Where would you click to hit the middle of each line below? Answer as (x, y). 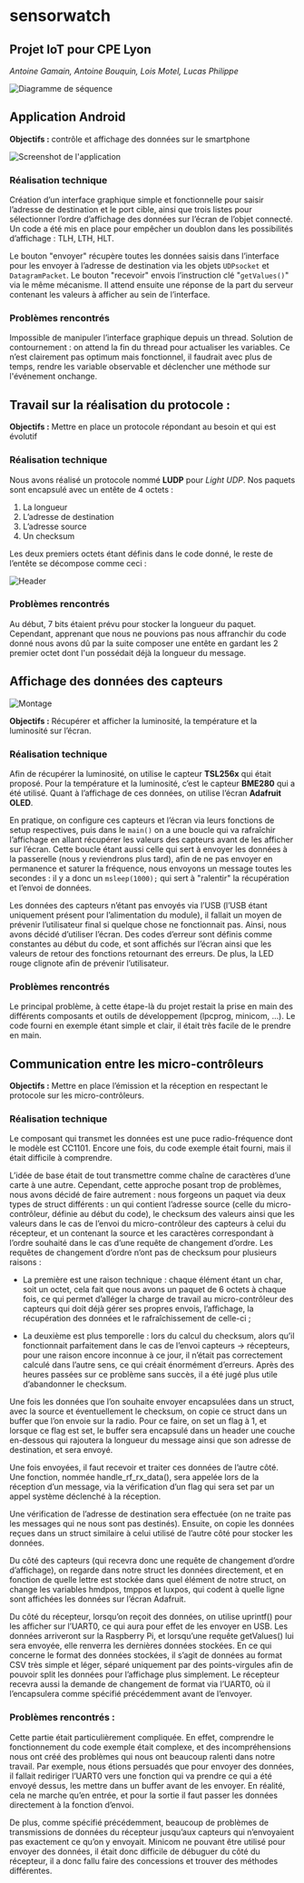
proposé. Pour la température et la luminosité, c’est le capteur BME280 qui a (152, 783)
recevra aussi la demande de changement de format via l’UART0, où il (140, 1684)
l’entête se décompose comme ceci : (78, 563)
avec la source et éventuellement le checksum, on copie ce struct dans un (148, 1411)
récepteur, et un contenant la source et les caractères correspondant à (142, 1233)
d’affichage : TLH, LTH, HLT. (62, 239)
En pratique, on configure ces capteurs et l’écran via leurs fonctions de (142, 820)
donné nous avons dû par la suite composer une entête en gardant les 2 (144, 643)
